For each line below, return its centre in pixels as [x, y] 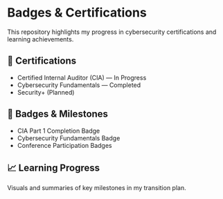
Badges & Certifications [77, 13]
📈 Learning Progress [54, 168]
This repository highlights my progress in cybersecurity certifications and [112, 32]
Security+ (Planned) [46, 92]
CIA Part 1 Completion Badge [59, 131]
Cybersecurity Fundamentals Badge [69, 138]
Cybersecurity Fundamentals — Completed [79, 85]
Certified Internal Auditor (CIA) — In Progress [82, 77]
